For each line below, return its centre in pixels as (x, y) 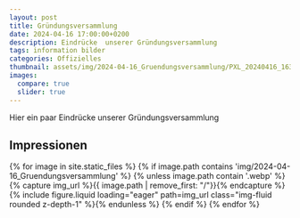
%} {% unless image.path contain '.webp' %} (203, 176)
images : (24, 76)
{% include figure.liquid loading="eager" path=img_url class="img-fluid (141, 195)
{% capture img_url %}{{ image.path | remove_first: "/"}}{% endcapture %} (147, 186)
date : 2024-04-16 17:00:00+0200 (69, 34)
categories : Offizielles (55, 59)
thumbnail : (29, 68)
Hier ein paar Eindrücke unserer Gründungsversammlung (114, 117)
